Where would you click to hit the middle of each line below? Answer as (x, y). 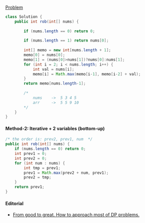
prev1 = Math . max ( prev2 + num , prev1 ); (66, 173)
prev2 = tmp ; (38, 177)
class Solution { (24, 17)
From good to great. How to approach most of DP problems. (76, 215)
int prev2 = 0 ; (31, 158)
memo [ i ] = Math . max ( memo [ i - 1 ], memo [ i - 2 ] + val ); (87, 74)
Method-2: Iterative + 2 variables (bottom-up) (55, 128)
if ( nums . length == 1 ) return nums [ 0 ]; (66, 40)
